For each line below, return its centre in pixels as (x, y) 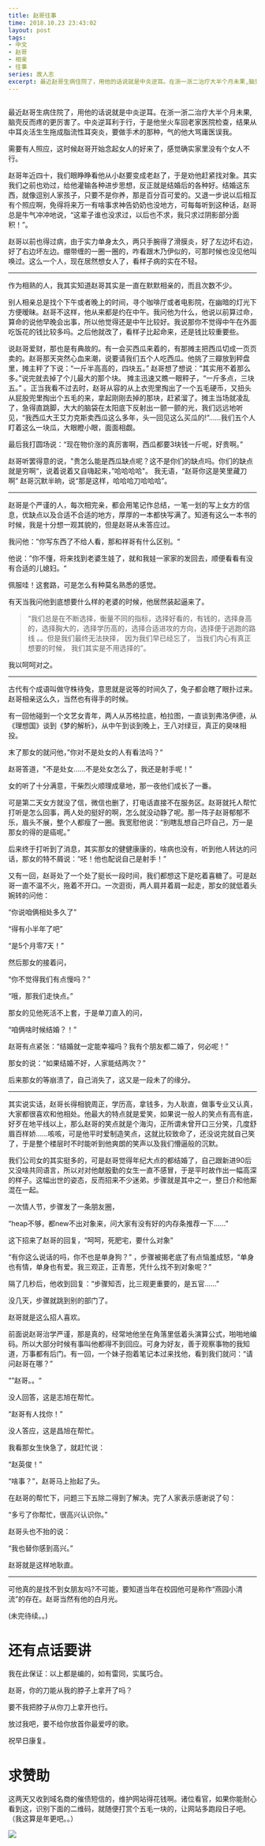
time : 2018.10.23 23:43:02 (52, 23)
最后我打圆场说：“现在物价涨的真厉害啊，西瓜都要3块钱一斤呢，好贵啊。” (125, 444)
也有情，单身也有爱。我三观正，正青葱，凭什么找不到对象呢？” (110, 1266)
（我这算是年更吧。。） (43, 1819)
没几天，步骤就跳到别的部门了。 (60, 1300)
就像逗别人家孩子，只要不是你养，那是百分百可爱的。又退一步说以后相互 (139, 195)
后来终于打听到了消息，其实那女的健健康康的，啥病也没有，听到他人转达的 (129, 849)
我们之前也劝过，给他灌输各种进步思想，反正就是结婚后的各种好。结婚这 (125, 185)
